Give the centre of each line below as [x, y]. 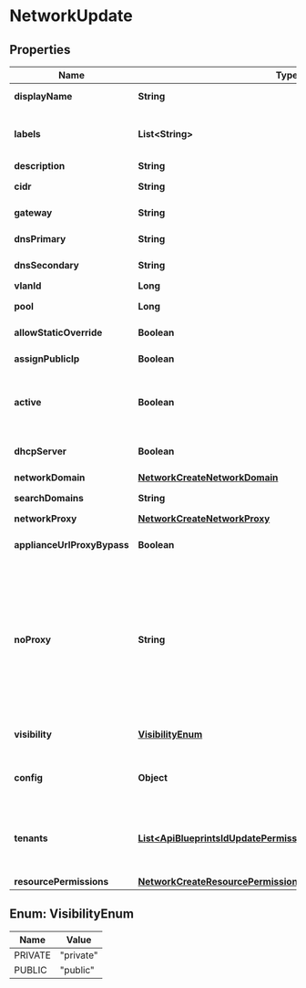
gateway [33, 213]
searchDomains [49, 498]
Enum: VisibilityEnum [72, 914]
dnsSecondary [46, 265]
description [40, 166]
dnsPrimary [40, 239]
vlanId [28, 286]
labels [27, 134]
